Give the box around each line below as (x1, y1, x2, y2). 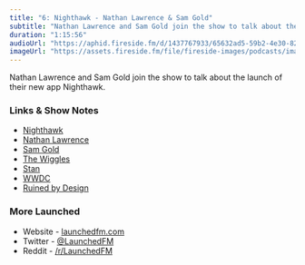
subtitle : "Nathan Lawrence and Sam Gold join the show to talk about (9, 22, 282, 31)
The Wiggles (22, 153, 71, 164)
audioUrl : (9, 38, 47, 48)
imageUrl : (9, 47, 47, 56)
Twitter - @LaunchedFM (22, 235, 114, 246)
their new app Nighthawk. (9, 82, 106, 93)
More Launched (9, 205, 81, 218)
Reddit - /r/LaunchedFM (22, 245, 113, 256)
